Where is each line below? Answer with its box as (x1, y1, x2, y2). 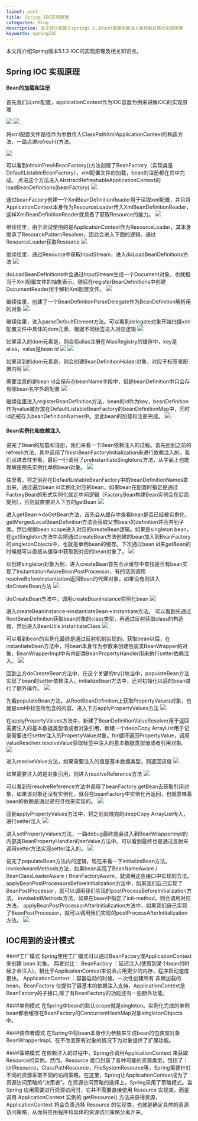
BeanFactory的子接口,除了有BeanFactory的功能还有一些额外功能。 (6, 989, 168, 996)
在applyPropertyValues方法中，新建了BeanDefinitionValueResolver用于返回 (6, 717, 190, 724)
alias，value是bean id (6, 345, 59, 352)
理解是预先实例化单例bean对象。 (6, 464, 86, 471)
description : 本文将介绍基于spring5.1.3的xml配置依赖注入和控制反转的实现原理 (6, 25, 183, 31)
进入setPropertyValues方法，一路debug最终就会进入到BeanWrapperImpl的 (6, 830, 188, 837)
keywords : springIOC (6, 31, 57, 37)
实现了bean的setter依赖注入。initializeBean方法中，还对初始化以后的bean (6, 677, 186, 684)
